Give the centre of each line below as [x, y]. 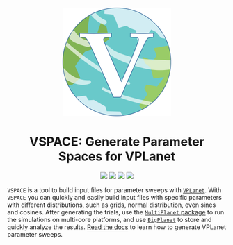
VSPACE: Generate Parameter [117, 142]
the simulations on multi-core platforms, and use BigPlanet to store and [110, 219]
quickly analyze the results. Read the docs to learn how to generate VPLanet [116, 227]
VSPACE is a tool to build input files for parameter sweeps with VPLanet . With [114, 190]
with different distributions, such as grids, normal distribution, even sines [112, 205]
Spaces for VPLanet [117, 157]
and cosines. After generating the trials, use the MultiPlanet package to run [116, 212]
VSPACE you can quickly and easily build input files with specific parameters [115, 197]
